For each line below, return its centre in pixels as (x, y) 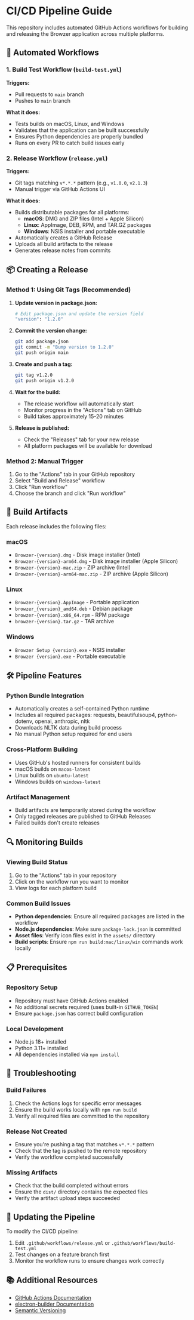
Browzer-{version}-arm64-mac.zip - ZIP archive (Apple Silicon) (92, 574)
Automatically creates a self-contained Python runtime (82, 709)
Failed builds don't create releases (57, 823)
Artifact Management (38, 797)
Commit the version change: (51, 331)
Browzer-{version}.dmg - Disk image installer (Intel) (78, 555)
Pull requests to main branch (50, 94)
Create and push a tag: (44, 364)
